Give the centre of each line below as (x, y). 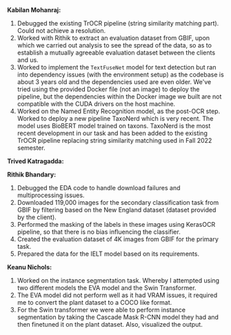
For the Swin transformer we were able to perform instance (101, 310)
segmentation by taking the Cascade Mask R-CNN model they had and (118, 317)
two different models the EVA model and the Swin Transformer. (107, 288)
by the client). (37, 217)
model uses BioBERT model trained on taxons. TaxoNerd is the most (114, 126)
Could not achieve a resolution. (61, 31)
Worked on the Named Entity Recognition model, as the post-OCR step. (119, 111)
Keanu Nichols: (30, 267)
